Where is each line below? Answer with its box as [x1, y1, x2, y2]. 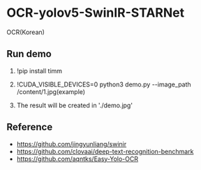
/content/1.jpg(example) [16, 87, 85, 95]
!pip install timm [16, 66, 63, 75]
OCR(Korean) [6, 28, 45, 36]
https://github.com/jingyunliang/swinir [16, 139, 127, 148]
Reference [6, 121, 53, 133]
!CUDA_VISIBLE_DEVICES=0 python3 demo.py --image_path [16, 80, 191, 88]
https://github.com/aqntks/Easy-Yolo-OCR [16, 155, 139, 163]
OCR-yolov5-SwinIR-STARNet [6, 5, 185, 21]
